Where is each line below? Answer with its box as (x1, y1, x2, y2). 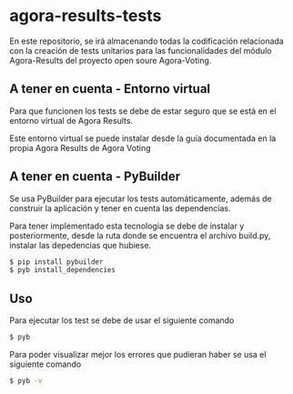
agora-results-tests (9, 5, 162, 26)
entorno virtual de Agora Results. (9, 115, 134, 126)
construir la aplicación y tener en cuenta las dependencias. (9, 202, 231, 214)
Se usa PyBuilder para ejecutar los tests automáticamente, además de (9, 193, 272, 204)
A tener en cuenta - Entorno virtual (9, 81, 211, 96)
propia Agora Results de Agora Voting (9, 142, 152, 153)
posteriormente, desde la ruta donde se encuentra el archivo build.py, (9, 229, 271, 241)
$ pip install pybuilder (9, 257, 104, 267)
